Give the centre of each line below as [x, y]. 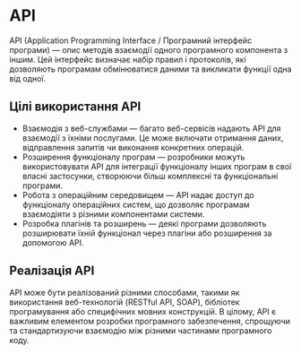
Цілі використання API [75, 107]
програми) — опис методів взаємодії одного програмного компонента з [149, 49]
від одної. [28, 78]
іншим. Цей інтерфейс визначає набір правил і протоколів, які [128, 59]
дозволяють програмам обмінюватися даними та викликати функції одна [150, 69]
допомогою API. [53, 242]
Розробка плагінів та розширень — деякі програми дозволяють [144, 223]
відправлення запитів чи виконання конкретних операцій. [133, 147]
